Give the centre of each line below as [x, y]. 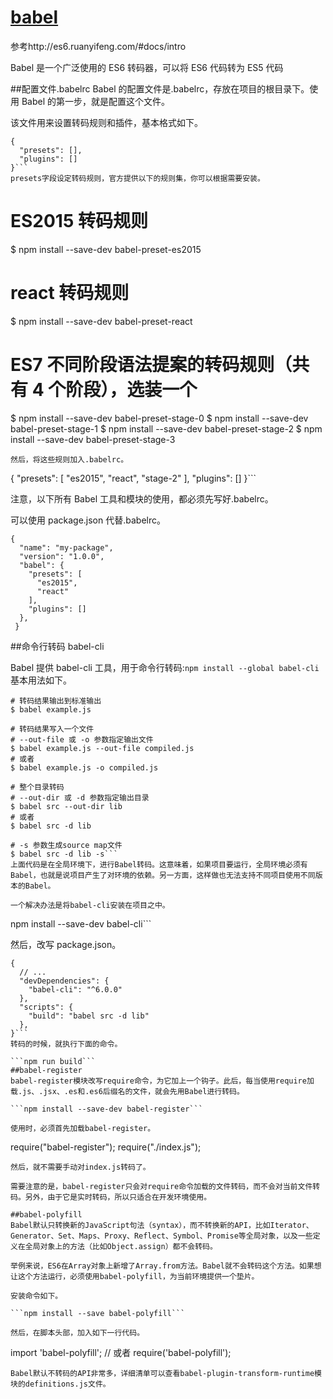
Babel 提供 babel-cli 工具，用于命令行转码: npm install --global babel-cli [165, 667]
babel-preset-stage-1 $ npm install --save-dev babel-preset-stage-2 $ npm [166, 428]
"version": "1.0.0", [62, 556]
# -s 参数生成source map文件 [66, 845]
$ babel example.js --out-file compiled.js [102, 748]
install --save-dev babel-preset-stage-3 [93, 439]
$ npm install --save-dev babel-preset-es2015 [106, 249]
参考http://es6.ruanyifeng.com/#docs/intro [98, 46]
